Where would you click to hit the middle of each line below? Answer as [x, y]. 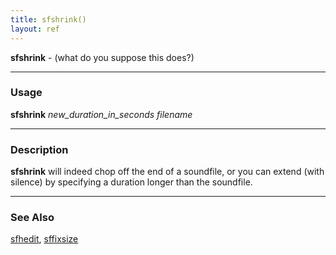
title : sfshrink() [48, 19]
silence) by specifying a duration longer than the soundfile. [131, 182]
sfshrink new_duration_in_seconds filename [101, 114]
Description [39, 149]
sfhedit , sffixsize [44, 239]
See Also [32, 218]
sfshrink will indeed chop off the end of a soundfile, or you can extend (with [167, 172]
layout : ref [35, 29]
